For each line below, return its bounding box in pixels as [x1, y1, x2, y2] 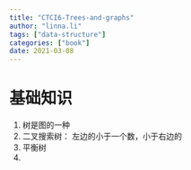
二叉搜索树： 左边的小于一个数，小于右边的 [22, 131, 182, 142]
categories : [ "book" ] [9, 38, 91, 48]
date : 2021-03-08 [9, 47, 74, 56]
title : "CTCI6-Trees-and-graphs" [9, 13, 135, 22]
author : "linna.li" [9, 22, 82, 31]
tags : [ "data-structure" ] [9, 30, 106, 39]
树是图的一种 [22, 120, 70, 130]
